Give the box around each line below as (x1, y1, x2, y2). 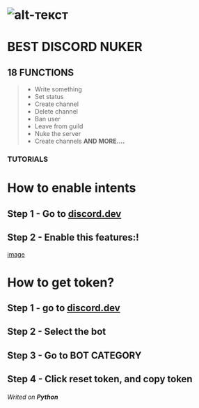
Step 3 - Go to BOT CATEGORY (7, 349, 142, 361)
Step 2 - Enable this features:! (7, 232, 139, 243)
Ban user (34, 115, 61, 123)
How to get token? (7, 274, 115, 290)
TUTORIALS (7, 154, 49, 164)
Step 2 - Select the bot (7, 326, 106, 338)
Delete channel (34, 107, 79, 116)
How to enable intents (7, 180, 136, 196)
